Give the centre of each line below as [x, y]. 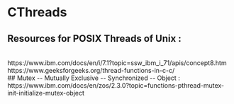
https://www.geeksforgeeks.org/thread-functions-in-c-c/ [91, 70]
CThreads [37, 12]
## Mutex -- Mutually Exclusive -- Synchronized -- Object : [94, 78]
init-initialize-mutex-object [46, 93]
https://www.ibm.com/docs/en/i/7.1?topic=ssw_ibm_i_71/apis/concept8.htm [117, 63]
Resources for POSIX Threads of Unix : [95, 39]
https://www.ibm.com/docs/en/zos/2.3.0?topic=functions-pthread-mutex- [116, 85]
